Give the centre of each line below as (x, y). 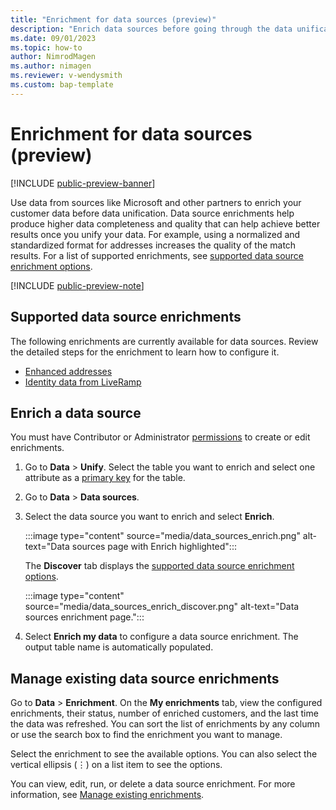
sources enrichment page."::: (84, 617)
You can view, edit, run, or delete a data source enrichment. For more (153, 784)
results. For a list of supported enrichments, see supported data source (157, 255)
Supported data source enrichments (126, 317)
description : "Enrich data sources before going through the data (151, 29)
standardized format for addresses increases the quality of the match (153, 245)
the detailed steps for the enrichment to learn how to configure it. (145, 352)
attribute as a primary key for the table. (105, 478)
